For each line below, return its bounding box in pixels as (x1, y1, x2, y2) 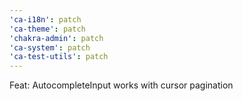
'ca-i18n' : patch (9, 14, 82, 25)
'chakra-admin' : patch (9, 33, 104, 43)
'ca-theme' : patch (9, 24, 86, 34)
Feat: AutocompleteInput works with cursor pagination (9, 79, 234, 91)
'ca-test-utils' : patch (9, 52, 109, 62)
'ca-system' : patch (9, 42, 91, 53)
